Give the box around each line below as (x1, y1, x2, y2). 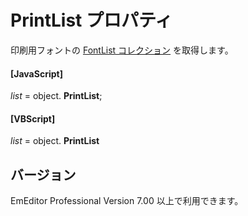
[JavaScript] (10, 67, 63, 80)
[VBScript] (10, 112, 56, 125)
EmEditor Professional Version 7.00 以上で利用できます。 (10, 195, 244, 207)
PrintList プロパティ (10, 9, 173, 32)
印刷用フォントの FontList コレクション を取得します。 (10, 44, 234, 56)
